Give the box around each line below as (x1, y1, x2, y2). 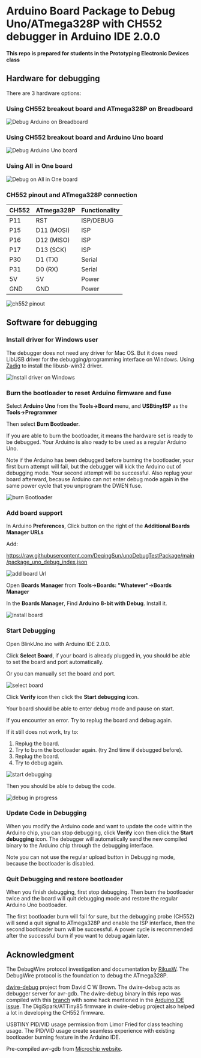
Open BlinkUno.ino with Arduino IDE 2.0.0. (6, 640, 110, 647)
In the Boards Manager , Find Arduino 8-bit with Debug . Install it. (6, 600, 167, 607)
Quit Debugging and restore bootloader (6, 875, 123, 883)
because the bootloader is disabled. (6, 860, 95, 867)
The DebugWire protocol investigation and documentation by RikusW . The (6, 965, 189, 973)
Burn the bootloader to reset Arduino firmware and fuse (6, 389, 172, 397)
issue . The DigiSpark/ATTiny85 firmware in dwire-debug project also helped (6, 1003, 195, 1010)
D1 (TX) (35, 255, 59, 263)
